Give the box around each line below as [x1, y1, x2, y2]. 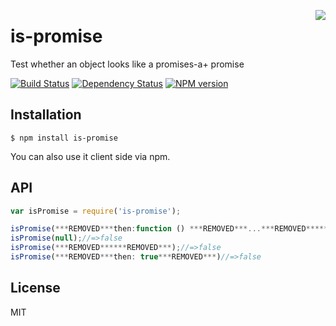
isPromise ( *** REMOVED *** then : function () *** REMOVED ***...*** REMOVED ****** [10, 224, 333, 234]
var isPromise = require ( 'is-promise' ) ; [10, 206, 182, 216]
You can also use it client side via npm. [10, 150, 171, 162]
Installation [10, 106, 82, 124]
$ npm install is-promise [10, 133, 118, 143]
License [10, 280, 61, 297]
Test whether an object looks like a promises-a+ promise [10, 58, 245, 70]
